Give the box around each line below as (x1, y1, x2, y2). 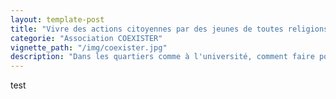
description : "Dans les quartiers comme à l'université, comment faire (10, 52, 315, 62)
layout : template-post (10, 14, 105, 25)
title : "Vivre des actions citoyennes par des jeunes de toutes (10, 24, 284, 34)
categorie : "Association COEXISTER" (10, 33, 163, 43)
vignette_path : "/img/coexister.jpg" (10, 42, 168, 53)
